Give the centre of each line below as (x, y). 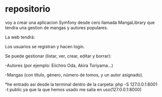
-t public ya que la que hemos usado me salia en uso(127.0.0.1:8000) (73, 89)
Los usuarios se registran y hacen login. (45, 46)
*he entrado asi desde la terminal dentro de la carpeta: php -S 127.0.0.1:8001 (81, 84)
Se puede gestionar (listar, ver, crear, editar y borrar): (58, 56)
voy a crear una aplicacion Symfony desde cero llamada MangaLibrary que (80, 22)
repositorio (28, 9)
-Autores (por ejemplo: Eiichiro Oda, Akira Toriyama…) (59, 65)
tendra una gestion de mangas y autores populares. (57, 27)
